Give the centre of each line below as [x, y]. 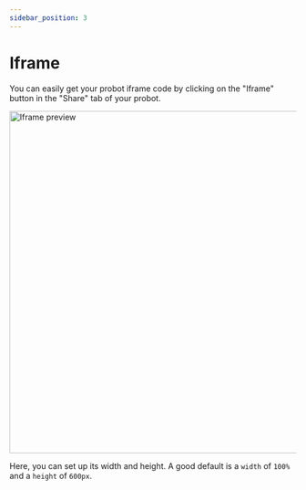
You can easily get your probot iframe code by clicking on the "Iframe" [142, 89]
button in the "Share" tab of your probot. [85, 98]
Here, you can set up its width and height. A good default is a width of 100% [150, 465]
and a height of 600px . [51, 475]
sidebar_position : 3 [49, 18]
